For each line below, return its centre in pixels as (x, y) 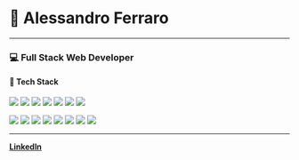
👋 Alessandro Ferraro (89, 18)
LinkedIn (26, 147)
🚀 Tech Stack (34, 82)
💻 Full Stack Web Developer (72, 57)
